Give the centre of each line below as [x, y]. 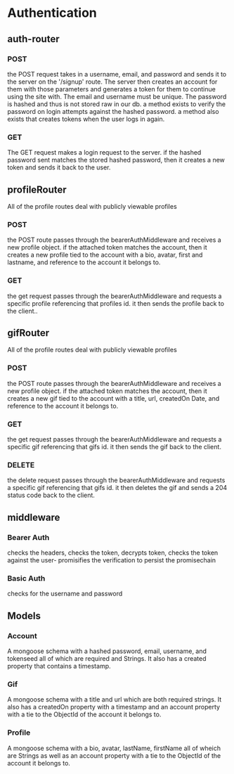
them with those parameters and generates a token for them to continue [111, 89]
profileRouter [37, 189]
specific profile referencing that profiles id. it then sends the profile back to [116, 303]
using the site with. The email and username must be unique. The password [117, 96]
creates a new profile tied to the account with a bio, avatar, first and [105, 255]
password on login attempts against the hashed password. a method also [113, 111]
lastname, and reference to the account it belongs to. [84, 262]
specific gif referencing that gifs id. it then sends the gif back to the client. [114, 446]
